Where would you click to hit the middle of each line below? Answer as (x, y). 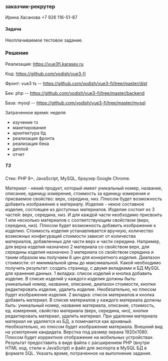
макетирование (29, 127)
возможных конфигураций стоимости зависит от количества (70, 236)
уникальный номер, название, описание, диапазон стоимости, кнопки (80, 284)
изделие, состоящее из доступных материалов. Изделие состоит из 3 (80, 209)
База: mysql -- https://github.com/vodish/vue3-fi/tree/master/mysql (75, 103)
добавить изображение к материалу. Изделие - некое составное (75, 204)
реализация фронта (33, 138)
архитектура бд (29, 133)
